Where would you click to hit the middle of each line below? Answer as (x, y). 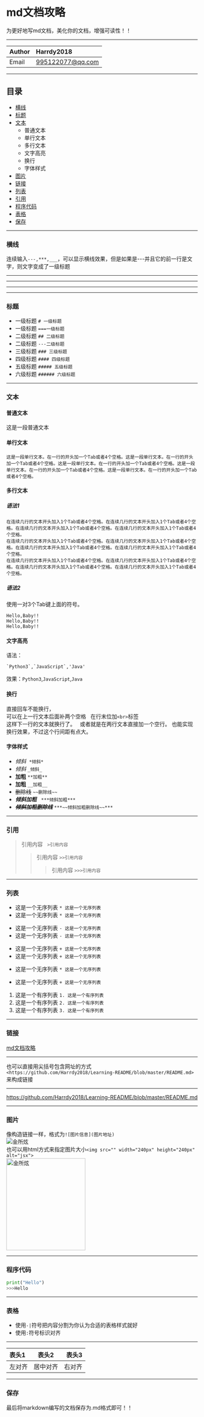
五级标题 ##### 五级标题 (44, 366)
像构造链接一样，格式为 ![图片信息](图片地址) (60, 1134)
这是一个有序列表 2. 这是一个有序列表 (59, 1002)
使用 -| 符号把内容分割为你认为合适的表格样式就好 (76, 1325)
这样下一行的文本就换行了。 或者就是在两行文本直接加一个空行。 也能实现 (100, 724)
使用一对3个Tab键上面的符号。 (45, 604)
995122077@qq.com (67, 61)
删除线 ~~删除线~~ (36, 791)
